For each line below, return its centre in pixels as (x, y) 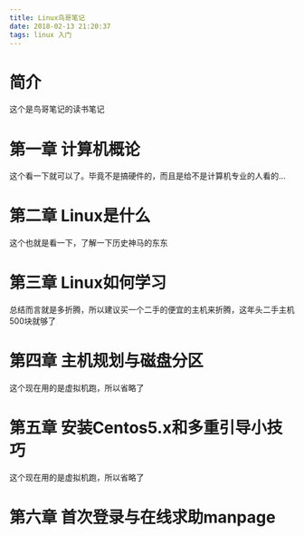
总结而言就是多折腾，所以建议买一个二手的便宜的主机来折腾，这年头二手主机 (152, 310)
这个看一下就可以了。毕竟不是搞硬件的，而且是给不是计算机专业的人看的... (148, 176)
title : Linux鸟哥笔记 (47, 18)
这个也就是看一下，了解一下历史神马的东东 (89, 243)
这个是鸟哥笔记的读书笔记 (57, 109)
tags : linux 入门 (41, 34)
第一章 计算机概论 (75, 149)
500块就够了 (33, 321)
